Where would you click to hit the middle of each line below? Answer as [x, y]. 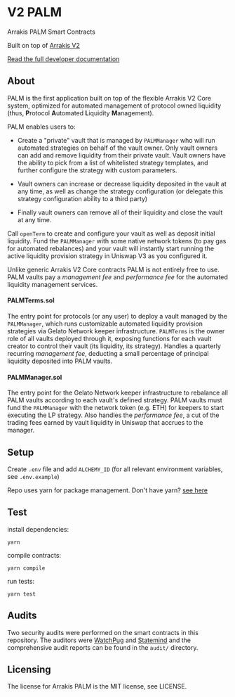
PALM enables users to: [41, 127]
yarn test [22, 594]
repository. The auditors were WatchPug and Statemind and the [99, 640]
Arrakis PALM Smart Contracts [52, 32]
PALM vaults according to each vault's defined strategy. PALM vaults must [115, 400]
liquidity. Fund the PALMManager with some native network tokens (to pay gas [117, 241]
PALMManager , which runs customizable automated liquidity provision [105, 324]
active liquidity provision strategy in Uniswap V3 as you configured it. [107, 256]
